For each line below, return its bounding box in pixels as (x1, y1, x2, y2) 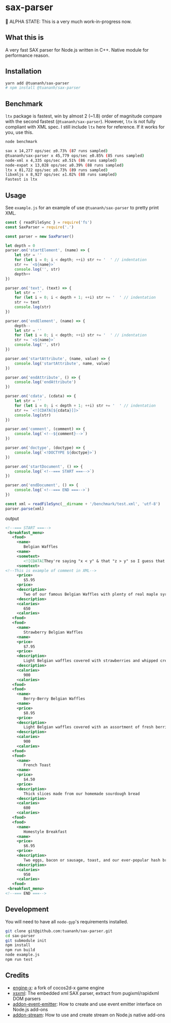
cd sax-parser (5, 933, 36, 938)
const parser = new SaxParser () (5, 234, 74, 239)
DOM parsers (12, 995, 41, 1002)
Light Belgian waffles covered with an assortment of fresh (23, 725, 154, 730)
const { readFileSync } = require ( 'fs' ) (5, 220, 93, 225)
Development (5, 905, 49, 914)
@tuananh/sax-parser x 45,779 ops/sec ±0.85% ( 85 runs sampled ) (5, 153, 145, 158)
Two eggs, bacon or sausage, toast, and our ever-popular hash (23, 858, 160, 863)
